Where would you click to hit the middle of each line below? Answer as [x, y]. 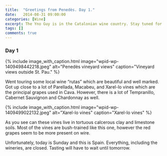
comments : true [21, 33]
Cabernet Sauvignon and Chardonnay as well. [52, 97]
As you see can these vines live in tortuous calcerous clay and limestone [80, 122]
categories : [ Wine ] [25, 19]
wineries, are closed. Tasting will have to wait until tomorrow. [68, 148]
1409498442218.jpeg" [28, 67]
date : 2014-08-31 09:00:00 [35, 14]
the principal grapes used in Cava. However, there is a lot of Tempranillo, [80, 92]
